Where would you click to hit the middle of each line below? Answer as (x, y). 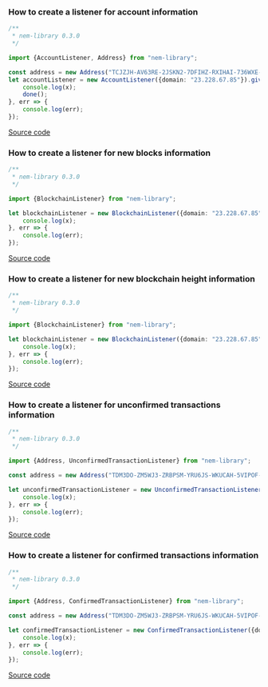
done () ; (35, 94)
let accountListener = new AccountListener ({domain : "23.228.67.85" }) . (130, 80)
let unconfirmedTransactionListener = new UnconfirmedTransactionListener (135, 489)
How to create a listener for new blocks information (110, 153)
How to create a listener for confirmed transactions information (134, 556)
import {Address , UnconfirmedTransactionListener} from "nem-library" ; (130, 461)
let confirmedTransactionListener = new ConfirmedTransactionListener (128, 630)
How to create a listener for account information (103, 12)
